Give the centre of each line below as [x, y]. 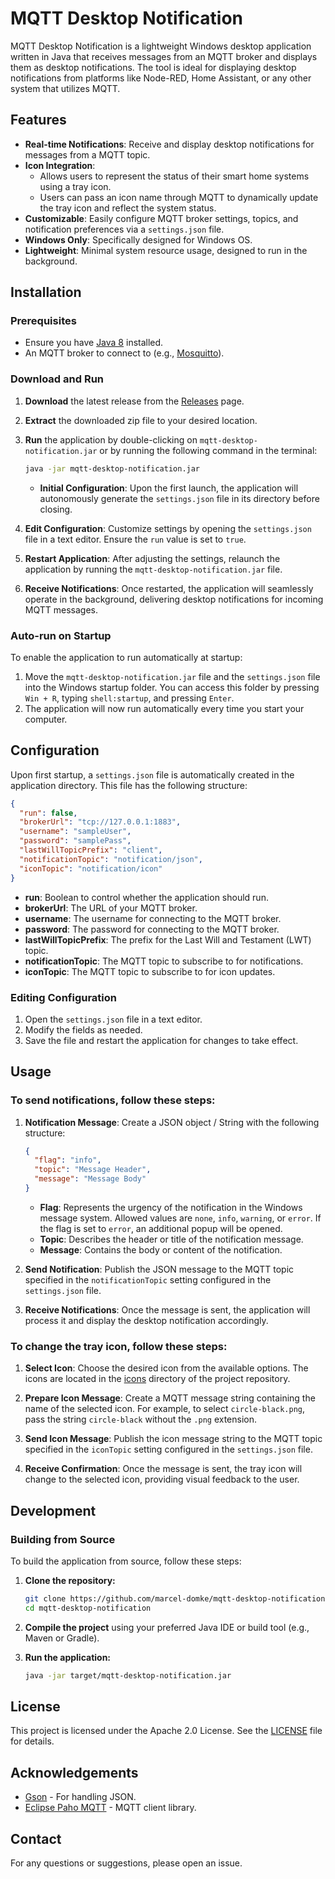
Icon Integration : [60, 165]
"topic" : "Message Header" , [93, 1170]
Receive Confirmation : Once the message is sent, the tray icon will [163, 1469]
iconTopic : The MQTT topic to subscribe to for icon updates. [150, 971]
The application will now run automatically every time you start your [164, 708]
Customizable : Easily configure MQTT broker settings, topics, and [161, 218]
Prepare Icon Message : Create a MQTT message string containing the [170, 1398]
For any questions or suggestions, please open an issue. [126, 1863]
